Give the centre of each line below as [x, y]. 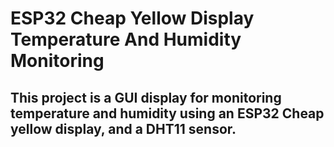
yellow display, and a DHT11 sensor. [123, 128]
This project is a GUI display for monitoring [146, 97]
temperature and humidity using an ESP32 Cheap [167, 113]
